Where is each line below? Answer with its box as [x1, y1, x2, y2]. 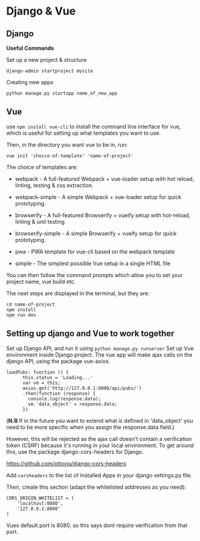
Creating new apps [6, 79, 54, 86]
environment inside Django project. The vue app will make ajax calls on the [6, 351, 193, 358]
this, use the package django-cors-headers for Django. [6, 448, 144, 455]
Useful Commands [6, 44, 54, 52]
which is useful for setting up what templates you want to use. [6, 129, 161, 136]
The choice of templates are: [6, 163, 78, 170]
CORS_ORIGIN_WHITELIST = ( [6, 495, 74, 501]
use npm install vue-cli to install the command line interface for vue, [6, 123, 181, 130]
